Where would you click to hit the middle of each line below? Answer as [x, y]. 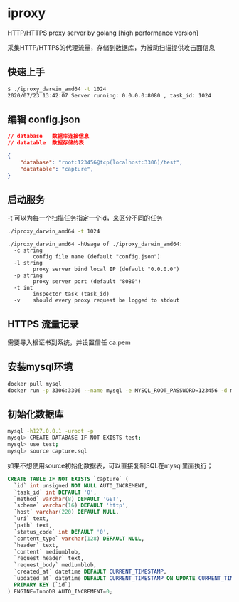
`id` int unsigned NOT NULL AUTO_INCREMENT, [81, 485]
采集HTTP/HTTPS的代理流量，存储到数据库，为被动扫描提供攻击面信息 [111, 47]
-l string [28, 263]
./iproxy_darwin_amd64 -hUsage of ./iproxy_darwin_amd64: [95, 244]
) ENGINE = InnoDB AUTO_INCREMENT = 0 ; [60, 591]
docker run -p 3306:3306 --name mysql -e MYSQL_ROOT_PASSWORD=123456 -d [117, 390]
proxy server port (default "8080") [87, 282]
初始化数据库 [36, 414]
